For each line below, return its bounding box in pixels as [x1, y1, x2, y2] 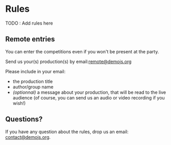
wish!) [12, 100, 26, 106]
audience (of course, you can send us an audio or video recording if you [12, 94, 165, 100]
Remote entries [5, 35, 55, 44]
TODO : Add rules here [5, 20, 53, 26]
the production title [12, 78, 53, 85]
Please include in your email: [5, 68, 66, 74]
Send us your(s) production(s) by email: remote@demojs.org [5, 58, 132, 65]
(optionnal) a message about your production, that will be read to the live [12, 89, 166, 95]
